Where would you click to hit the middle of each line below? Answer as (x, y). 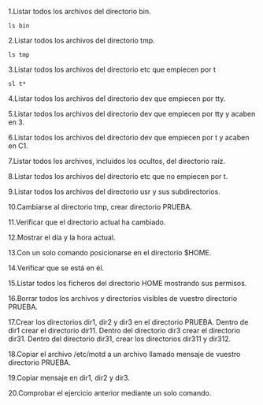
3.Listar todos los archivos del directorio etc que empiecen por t (112, 69)
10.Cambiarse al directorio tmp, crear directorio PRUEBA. (100, 207)
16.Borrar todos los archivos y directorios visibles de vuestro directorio (123, 298)
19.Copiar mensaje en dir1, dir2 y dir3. (69, 378)
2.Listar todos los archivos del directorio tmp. (81, 40)
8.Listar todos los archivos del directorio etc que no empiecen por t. (118, 176)
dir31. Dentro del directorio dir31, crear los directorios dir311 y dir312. (119, 339)
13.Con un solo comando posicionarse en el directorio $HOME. (110, 253)
